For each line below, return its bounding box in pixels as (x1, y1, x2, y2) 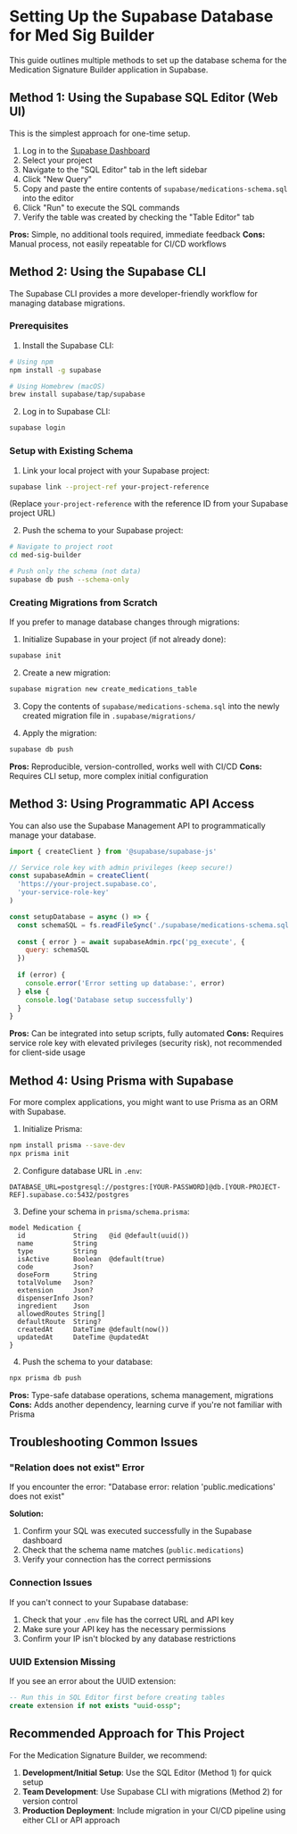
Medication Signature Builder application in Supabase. (9, 64, 209, 75)
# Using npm (9, 357, 54, 366)
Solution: (9, 1508, 45, 1520)
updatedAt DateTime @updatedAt (17, 1333, 150, 1342)
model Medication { (9, 1223, 82, 1232)
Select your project (21, 155, 93, 165)
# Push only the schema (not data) (9, 567, 142, 576)
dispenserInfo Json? (17, 1294, 94, 1302)
